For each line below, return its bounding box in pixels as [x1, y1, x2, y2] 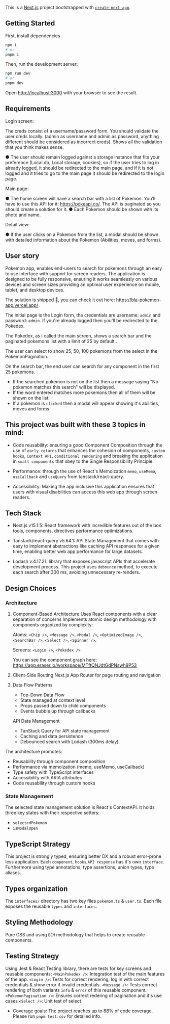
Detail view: [5, 221, 30, 227]
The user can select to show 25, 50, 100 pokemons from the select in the [5, 348, 158, 354]
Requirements [5, 104, 51, 113]
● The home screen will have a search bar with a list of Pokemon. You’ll [5, 195, 156, 201]
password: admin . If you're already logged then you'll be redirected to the [5, 317, 158, 323]
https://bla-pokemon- [116, 297, 161, 303]
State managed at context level [20, 697, 85, 703]
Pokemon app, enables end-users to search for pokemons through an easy [5, 265, 162, 271]
